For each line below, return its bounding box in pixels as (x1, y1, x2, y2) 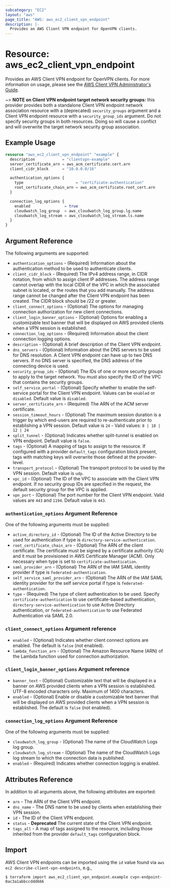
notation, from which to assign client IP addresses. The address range (12, 276, 159, 282)
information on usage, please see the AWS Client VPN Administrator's (5, 82, 151, 88)
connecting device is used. (12, 363, 70, 369)
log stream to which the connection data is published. (12, 755, 125, 761)
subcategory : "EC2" (5, 7, 47, 13)
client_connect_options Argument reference (5, 625, 117, 632)
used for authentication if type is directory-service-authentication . (12, 537, 156, 543)
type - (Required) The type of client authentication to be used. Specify (12, 591, 160, 597)
